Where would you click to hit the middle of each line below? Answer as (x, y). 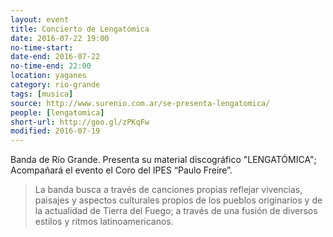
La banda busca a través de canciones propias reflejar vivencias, (168, 190)
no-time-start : (42, 47)
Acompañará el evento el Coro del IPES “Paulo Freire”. (121, 170)
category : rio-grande (55, 85)
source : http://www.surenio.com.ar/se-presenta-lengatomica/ (140, 103)
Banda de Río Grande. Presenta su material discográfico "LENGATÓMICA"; (163, 160)
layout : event (40, 19)
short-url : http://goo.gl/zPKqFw (80, 122)
